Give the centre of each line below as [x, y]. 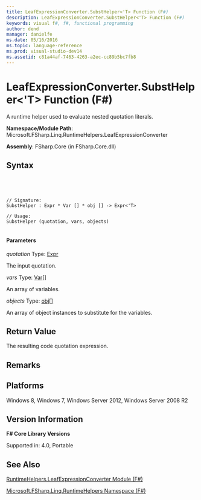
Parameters [21, 240]
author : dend [23, 29]
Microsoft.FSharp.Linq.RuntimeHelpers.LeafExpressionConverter [87, 134]
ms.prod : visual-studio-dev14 [44, 51]
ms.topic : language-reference [44, 46]
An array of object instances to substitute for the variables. [79, 312]
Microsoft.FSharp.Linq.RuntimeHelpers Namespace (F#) [76, 491]
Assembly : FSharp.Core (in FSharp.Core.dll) [61, 146]
